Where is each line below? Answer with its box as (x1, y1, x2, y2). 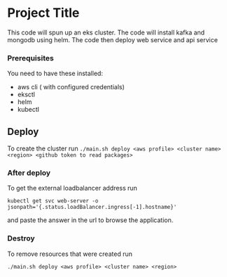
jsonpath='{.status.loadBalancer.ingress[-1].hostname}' (7, 204, 177, 211)
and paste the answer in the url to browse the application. (7, 216, 174, 224)
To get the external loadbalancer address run (7, 184, 138, 193)
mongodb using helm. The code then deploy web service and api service (7, 35, 219, 44)
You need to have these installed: (7, 69, 104, 78)
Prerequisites (7, 53, 54, 63)
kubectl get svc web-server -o (7, 198, 99, 205)
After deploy (7, 167, 51, 177)
